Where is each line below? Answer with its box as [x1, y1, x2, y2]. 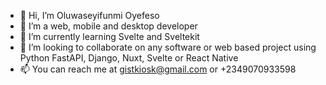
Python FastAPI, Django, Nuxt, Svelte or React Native [19, 52, 239, 64]
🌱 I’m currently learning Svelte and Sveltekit [19, 31, 200, 42]
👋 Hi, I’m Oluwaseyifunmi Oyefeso [19, 10, 160, 21]
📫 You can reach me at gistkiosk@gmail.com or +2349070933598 [19, 63, 297, 75]
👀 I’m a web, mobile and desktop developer [19, 20, 198, 32]
